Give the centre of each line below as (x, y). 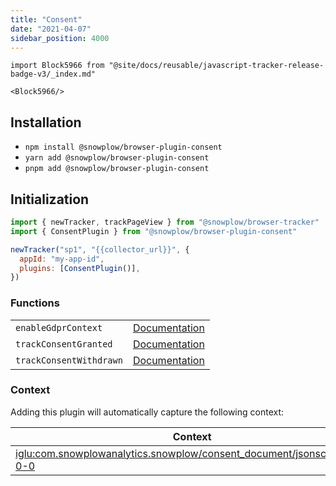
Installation (46, 122)
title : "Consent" (46, 19)
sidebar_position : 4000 (60, 38)
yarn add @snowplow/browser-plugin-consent (117, 158)
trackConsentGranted (64, 344)
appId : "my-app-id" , (62, 259)
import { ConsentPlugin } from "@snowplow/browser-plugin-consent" (154, 231)
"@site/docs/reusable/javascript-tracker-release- (216, 66)
